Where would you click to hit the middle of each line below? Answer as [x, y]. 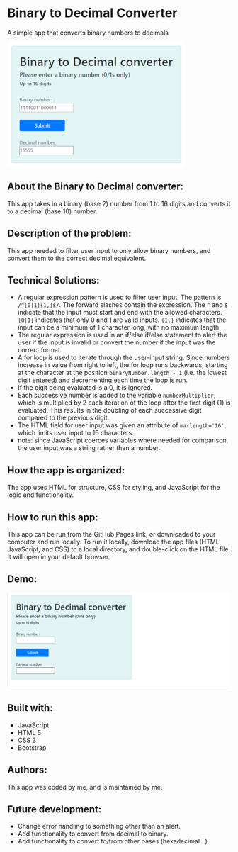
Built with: [30, 708]
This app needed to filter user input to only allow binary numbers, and [109, 250]
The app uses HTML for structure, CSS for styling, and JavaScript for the [114, 488]
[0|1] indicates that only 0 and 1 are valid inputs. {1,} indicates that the [122, 320]
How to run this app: [53, 517]
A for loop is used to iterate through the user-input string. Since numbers [124, 358]
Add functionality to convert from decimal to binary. [93, 834]
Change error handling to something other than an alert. [99, 826]
